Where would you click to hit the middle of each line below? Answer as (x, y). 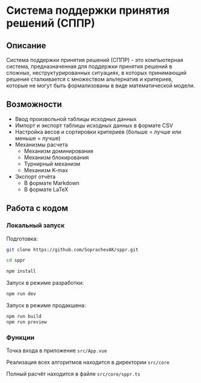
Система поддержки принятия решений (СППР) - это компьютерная (95, 60)
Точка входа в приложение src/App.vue (57, 350)
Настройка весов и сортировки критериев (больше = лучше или (98, 132)
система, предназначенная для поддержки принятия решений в (89, 66)
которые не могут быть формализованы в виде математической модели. (101, 86)
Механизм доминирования (59, 151)
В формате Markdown (52, 183)
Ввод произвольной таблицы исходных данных (76, 119)
